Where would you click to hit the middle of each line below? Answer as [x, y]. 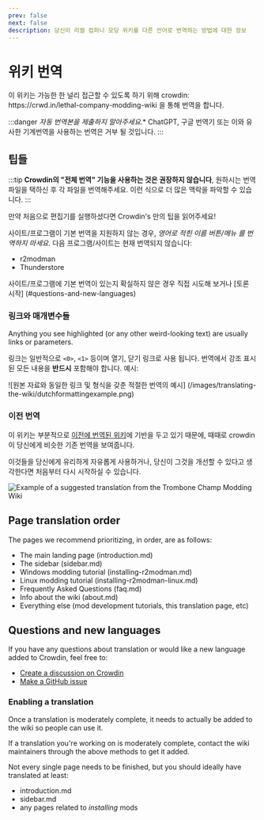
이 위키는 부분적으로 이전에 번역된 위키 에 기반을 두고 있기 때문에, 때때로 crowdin [132, 435]
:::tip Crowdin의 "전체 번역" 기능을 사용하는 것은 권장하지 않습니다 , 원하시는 [125, 180]
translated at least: [38, 775]
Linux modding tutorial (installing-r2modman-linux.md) [109, 580]
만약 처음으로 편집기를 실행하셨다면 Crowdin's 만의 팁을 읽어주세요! [112, 216]
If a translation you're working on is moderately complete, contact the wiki [129, 743]
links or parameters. [41, 342]
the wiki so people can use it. [56, 727]
